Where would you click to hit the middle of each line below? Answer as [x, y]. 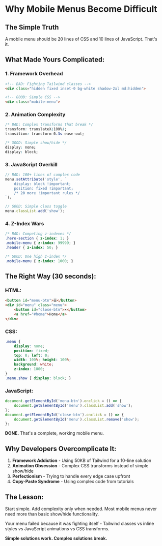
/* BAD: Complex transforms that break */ [49, 125]
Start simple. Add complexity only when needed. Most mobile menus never [81, 509]
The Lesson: [25, 497]
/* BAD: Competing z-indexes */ [38, 234]
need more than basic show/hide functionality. [52, 514]
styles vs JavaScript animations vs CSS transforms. [57, 529]
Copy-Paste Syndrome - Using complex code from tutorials [73, 482]
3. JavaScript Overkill [31, 164]
